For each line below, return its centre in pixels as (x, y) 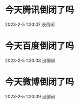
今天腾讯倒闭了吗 (40, 10)
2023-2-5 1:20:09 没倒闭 (30, 96)
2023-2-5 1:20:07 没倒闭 (30, 24)
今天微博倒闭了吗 (40, 82)
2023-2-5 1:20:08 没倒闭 (30, 60)
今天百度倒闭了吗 (40, 46)
